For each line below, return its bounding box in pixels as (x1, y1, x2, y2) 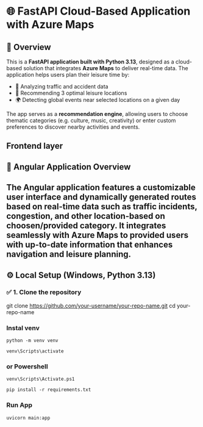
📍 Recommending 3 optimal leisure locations (15, 90, 127, 96)
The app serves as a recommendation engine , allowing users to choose (6, 110, 188, 117)
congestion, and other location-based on (6, 211, 166, 221)
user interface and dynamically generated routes (6, 192, 197, 203)
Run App (6, 401, 32, 409)
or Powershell (6, 362, 48, 371)
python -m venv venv (6, 337, 59, 344)
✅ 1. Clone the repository (6, 288, 82, 296)
